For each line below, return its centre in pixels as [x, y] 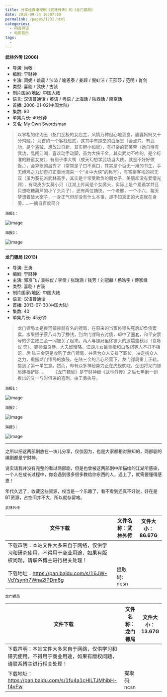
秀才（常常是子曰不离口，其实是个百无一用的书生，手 [107, 166]
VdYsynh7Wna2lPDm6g [36, 580]
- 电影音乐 [19, 33]
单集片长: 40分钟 [30, 117]
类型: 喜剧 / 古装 [29, 286]
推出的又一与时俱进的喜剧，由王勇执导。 [59, 378]
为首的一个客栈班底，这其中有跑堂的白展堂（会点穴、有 [94, 141]
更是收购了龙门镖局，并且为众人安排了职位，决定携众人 [101, 353]
